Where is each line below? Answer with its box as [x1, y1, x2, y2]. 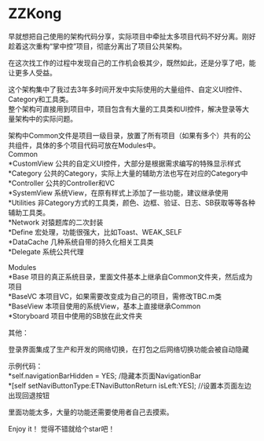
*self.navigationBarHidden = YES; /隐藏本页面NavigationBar [8, 370, 202, 381]
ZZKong [8, 5, 62, 23]
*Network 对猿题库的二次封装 [8, 217, 104, 227]
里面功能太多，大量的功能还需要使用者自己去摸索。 [8, 407, 174, 417]
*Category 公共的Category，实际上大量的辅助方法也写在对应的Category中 [8, 168, 249, 177]
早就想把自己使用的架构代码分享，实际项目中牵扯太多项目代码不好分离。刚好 [8, 31, 256, 41]
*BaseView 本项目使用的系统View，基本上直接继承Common [8, 301, 201, 311]
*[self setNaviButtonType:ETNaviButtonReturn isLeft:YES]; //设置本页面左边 [8, 381, 251, 390]
